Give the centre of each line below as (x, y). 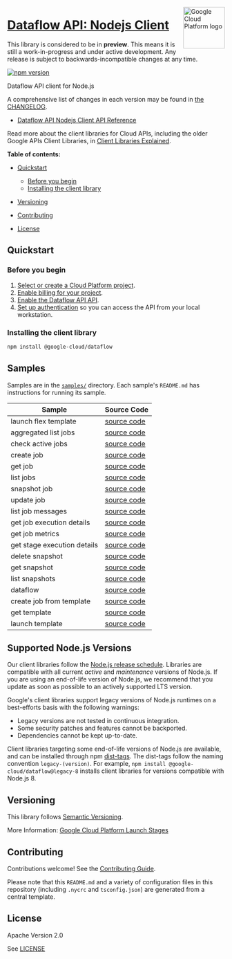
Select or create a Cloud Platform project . (76, 285)
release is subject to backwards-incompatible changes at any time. (103, 59)
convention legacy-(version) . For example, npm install (87, 764)
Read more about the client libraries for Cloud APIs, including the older (108, 133)
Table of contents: (34, 154)
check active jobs (39, 444)
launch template (37, 623)
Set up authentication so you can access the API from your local (108, 307)
